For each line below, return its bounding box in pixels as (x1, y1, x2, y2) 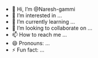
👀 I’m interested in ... (11, 12, 62, 19)
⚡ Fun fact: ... (11, 46, 45, 53)
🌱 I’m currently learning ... (11, 18, 75, 25)
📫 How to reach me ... (11, 31, 67, 38)
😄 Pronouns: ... (11, 40, 50, 47)
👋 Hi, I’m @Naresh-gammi (11, 6, 75, 12)
